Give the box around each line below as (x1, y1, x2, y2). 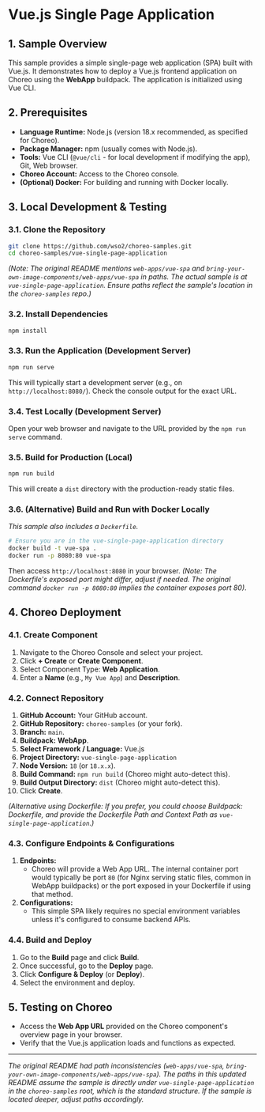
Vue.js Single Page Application (8, 6, 215, 24)
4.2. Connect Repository (8, 692, 104, 703)
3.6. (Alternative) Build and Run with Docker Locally (8, 504, 211, 515)
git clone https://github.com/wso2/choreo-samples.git (8, 242, 192, 250)
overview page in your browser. (19, 1030, 123, 1039)
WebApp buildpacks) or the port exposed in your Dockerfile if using (31, 881, 251, 891)
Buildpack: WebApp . (19, 736, 89, 745)
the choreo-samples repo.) (8, 289, 92, 298)
